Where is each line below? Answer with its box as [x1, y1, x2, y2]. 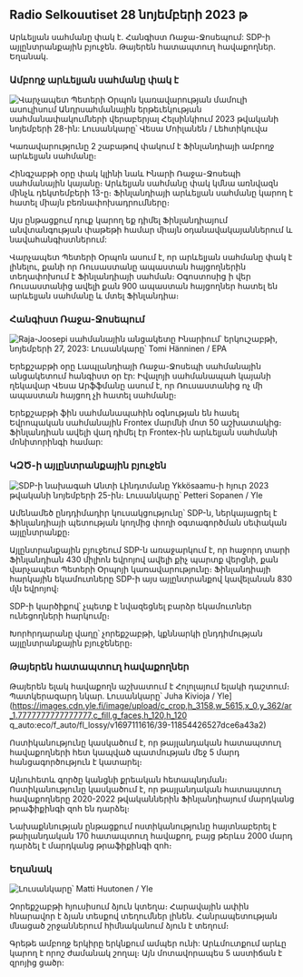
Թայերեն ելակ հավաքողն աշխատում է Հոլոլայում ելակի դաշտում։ [9, 681, 290, 691]
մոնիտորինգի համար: [9, 437, 103, 448]
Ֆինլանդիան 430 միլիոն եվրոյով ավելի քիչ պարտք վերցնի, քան [9, 554, 279, 565]
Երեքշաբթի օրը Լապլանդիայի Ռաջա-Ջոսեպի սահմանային [9, 361, 261, 372]
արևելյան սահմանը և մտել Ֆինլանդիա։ [9, 290, 180, 301]
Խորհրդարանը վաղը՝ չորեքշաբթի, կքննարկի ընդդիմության [9, 628, 263, 639]
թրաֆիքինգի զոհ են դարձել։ [9, 803, 130, 813]
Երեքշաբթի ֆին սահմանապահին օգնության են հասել [9, 408, 239, 418]
